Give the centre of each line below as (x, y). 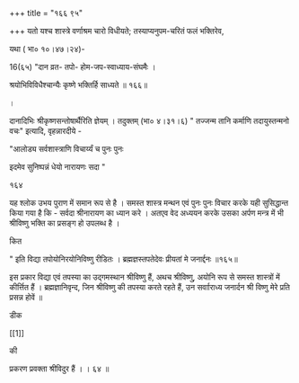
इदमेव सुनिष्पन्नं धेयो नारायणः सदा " (57, 167)
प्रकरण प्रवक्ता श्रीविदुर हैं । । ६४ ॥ (59, 369)
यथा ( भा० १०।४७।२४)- (47, 49)
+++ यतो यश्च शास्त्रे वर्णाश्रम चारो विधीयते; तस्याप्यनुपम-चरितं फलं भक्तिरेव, (117, 31)
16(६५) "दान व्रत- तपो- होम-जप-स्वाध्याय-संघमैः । (83, 67)
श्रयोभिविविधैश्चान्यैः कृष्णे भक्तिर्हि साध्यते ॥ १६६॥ (79, 85)
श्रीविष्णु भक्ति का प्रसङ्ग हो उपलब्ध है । (65, 223)
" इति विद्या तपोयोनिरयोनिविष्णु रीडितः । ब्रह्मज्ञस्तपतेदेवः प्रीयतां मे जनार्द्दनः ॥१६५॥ (123, 259)
